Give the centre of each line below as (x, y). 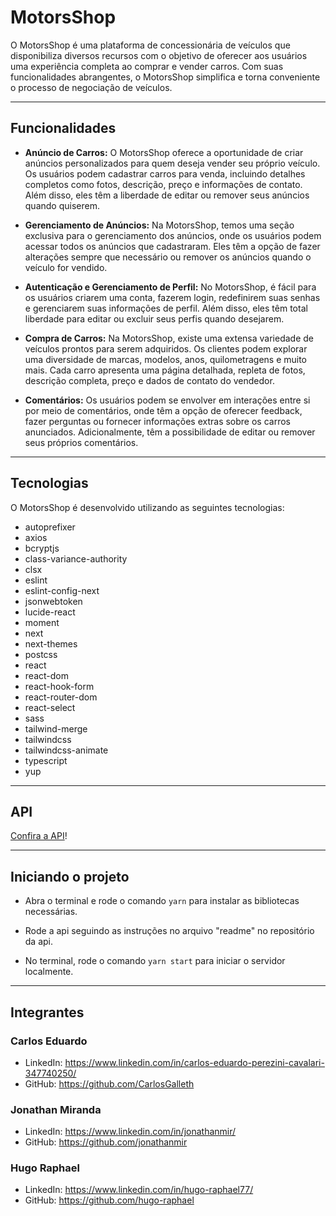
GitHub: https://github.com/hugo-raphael (109, 1200)
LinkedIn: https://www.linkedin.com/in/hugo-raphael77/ (139, 1190)
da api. (39, 942)
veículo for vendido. (66, 267)
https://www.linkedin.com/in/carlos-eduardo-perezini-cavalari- (194, 1062)
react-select (50, 707)
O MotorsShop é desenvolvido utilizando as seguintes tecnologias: (147, 507)
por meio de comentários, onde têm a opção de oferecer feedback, (163, 410)
